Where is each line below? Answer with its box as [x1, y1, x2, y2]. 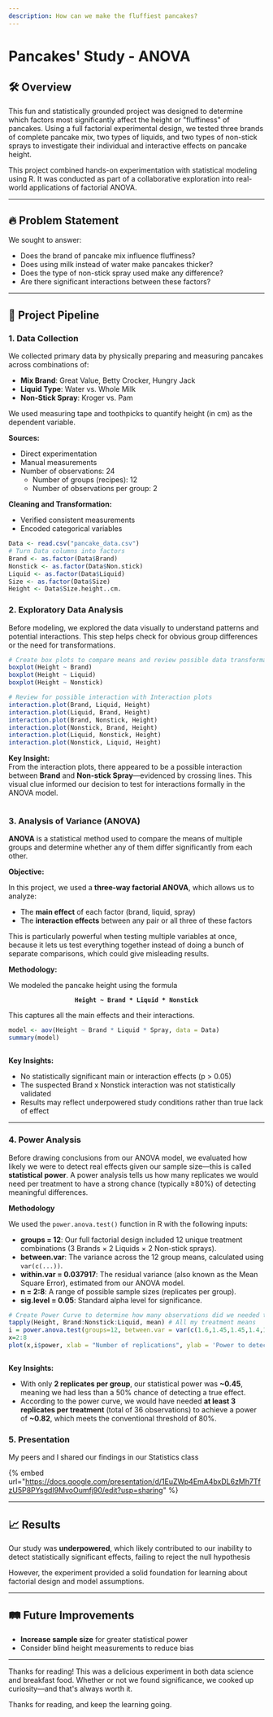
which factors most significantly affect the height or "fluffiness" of [8, 115, 230, 125]
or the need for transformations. [8, 640, 116, 650]
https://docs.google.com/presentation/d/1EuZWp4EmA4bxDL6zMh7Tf [24, 1477, 262, 1486]
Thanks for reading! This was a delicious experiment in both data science [8, 1666, 254, 1676]
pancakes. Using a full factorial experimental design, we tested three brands [8, 123, 264, 133]
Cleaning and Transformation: [8, 499, 112, 509]
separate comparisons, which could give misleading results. [8, 949, 210, 959]
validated [19, 1089, 51, 1099]
